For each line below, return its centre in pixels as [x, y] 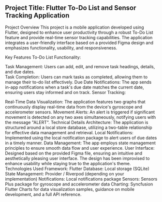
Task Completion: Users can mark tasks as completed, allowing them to [76, 77]
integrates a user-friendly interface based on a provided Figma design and [79, 43]
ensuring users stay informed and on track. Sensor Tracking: [66, 92]
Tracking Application [37, 16]
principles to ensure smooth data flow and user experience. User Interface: [80, 148]
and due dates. [20, 72]
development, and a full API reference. [43, 194]
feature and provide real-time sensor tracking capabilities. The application [79, 37]
